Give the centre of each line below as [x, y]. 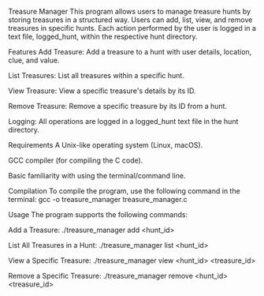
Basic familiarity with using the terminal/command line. [97, 176]
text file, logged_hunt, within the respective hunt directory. [103, 36]
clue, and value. [34, 60]
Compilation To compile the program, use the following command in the [124, 191]
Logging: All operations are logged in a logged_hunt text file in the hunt [123, 121]
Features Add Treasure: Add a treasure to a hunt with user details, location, [130, 52]
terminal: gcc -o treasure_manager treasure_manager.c [98, 199]
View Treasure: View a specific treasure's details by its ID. [102, 91]
